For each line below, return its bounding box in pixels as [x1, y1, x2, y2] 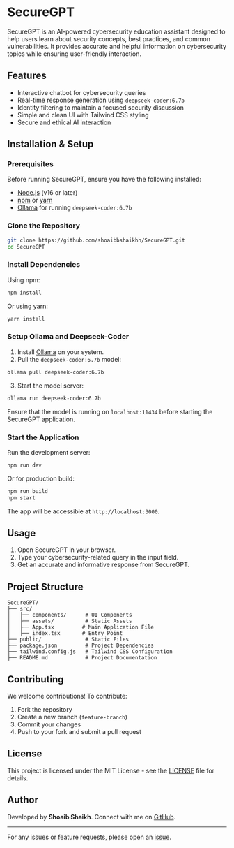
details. [7, 773, 29, 782]
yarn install [7, 315, 45, 322]
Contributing [7, 673, 64, 685]
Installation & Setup [7, 138, 94, 150]
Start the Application [7, 432, 79, 442]
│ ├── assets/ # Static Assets [7, 617, 132, 625]
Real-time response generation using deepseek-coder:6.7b [17, 96, 185, 104]
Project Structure [7, 580, 84, 592]
